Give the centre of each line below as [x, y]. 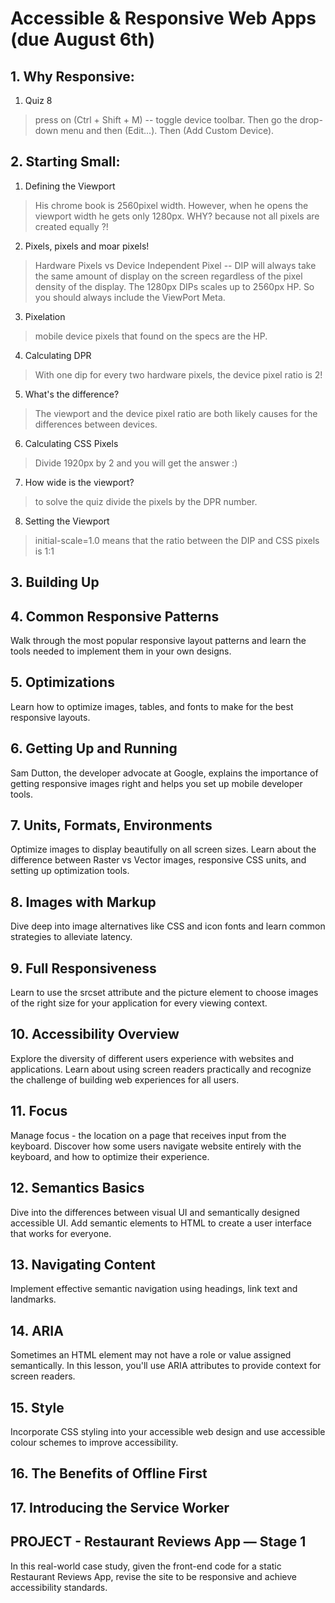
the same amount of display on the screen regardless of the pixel [168, 276]
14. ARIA [37, 1330]
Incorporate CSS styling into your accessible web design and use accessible [168, 1431]
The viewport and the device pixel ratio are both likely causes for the [176, 413]
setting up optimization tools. [70, 871]
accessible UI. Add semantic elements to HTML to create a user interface [161, 1223]
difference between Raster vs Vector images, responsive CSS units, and [158, 860]
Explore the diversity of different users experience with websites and [152, 1058]
